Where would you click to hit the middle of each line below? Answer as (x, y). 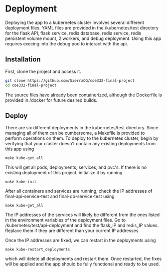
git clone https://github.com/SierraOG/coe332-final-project (70, 80)
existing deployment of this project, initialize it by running (64, 173)
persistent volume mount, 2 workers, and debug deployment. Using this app (83, 38)
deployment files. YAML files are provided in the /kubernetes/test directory (82, 27)
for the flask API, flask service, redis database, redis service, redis (73, 33)
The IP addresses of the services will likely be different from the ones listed (83, 215)
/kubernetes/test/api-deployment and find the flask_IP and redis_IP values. (82, 226)
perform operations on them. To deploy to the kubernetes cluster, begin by (82, 138)
